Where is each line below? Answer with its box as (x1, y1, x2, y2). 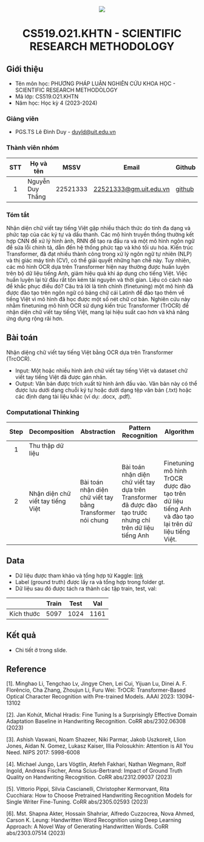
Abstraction (80, 428, 115, 436)
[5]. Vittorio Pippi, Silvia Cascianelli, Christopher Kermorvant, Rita (6, 785, 169, 793)
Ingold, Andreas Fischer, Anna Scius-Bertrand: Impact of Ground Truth (6, 767, 183, 774)
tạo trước (121, 509, 148, 517)
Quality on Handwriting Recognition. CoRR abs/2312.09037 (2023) (6, 773, 173, 781)
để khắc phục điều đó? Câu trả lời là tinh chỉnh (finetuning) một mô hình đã (6, 282, 194, 290)
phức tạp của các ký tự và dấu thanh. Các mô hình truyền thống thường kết (6, 231, 194, 238)
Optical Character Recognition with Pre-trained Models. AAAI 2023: (6, 693, 175, 700)
